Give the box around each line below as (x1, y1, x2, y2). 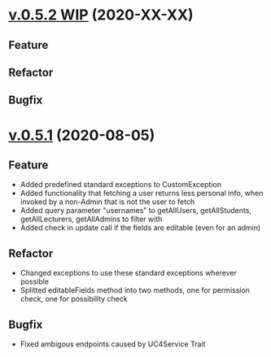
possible (20, 276, 50, 286)
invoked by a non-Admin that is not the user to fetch (20, 197, 195, 207)
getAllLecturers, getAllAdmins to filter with (20, 214, 163, 224)
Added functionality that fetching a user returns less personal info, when (20, 189, 264, 198)
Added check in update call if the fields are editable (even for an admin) (20, 223, 261, 233)
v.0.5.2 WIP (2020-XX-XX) (8, 6, 194, 24)
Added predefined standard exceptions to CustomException (20, 180, 222, 189)
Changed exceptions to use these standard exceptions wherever (20, 268, 238, 278)
